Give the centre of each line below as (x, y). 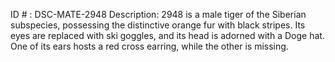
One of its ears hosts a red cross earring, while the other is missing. (149, 46)
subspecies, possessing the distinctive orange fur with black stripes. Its (158, 25)
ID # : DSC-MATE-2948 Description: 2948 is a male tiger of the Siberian (158, 14)
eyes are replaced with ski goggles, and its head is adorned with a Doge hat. (167, 35)
